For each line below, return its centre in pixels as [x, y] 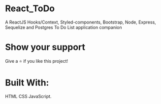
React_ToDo [30, 9]
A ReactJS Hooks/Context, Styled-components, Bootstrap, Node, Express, [80, 22]
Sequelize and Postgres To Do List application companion [64, 27]
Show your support [45, 47]
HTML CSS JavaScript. [28, 96]
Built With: [27, 83]
